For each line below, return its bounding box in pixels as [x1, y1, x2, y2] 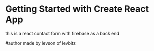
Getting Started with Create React [5, 3, 149, 15]
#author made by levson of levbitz [5, 40, 76, 46]
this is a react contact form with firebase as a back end [5, 30, 120, 36]
